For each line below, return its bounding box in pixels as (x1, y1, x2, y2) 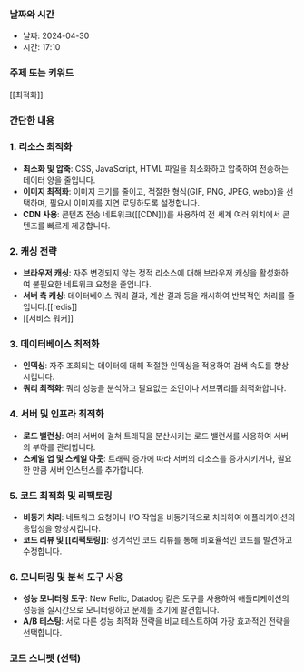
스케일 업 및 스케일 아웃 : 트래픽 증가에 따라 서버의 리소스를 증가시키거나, (22, 453, 276, 464)
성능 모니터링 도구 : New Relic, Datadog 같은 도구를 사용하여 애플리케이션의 (22, 593, 289, 604)
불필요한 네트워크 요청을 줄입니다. (32, 279, 152, 290)
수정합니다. (22, 546, 63, 557)
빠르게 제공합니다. (46, 220, 111, 231)
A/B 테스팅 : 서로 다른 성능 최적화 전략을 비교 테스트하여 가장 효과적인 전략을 (22, 616, 291, 627)
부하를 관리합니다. (32, 441, 96, 452)
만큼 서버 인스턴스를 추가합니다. (32, 464, 144, 475)
